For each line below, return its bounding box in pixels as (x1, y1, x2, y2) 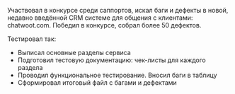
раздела (17, 64, 43, 71)
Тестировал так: (7, 35, 57, 43)
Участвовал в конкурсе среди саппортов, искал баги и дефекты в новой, (7, 6, 229, 14)
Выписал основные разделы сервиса (17, 49, 131, 57)
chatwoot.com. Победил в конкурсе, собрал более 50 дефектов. (7, 21, 202, 29)
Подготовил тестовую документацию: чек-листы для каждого (17, 56, 207, 64)
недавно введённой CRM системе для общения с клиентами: (7, 13, 193, 22)
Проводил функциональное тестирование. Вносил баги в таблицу (17, 71, 217, 79)
